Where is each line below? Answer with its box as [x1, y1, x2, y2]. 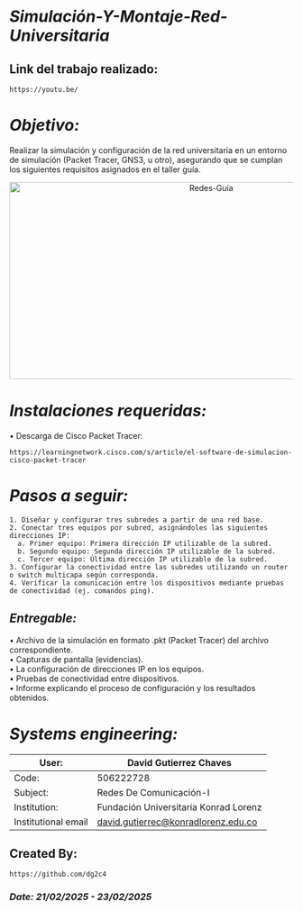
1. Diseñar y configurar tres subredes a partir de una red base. [9, 515, 264, 524]
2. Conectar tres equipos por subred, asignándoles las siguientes [9, 523, 269, 533]
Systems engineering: [9, 724, 179, 744]
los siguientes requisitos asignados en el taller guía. [9, 164, 201, 175]
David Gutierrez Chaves [127, 756, 232, 769]
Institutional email [14, 815, 88, 828]
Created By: [9, 845, 78, 861]
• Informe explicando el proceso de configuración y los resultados [9, 682, 256, 693]
